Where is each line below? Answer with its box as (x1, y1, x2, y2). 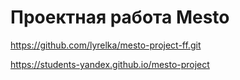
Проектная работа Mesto (10, 6, 230, 29)
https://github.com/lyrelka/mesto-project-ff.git (10, 39, 202, 51)
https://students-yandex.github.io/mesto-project (10, 58, 210, 70)
